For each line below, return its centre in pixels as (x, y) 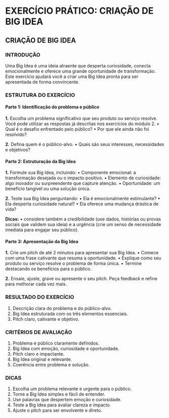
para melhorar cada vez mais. (36, 284)
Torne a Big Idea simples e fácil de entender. (59, 394)
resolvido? (16, 135)
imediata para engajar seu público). (42, 230)
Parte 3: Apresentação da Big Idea (42, 241)
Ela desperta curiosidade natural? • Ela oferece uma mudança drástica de (82, 204)
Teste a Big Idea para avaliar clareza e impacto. (62, 405)
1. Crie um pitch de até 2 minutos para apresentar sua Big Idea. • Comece (82, 253)
